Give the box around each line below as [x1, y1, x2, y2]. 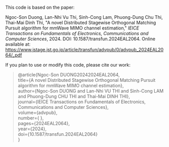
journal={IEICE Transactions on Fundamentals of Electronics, [17, 99, 146, 105]
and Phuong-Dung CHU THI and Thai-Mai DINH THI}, [17, 94, 130, 99]
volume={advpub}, [17, 109, 58, 115]
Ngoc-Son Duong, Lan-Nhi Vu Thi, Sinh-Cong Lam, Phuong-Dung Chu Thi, [5, 14, 163, 20]
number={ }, [17, 115, 44, 121]
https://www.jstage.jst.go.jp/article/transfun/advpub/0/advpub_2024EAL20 [5, 47, 164, 52]
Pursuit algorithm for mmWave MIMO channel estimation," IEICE [5, 25, 139, 31]
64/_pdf [5, 52, 22, 58]
